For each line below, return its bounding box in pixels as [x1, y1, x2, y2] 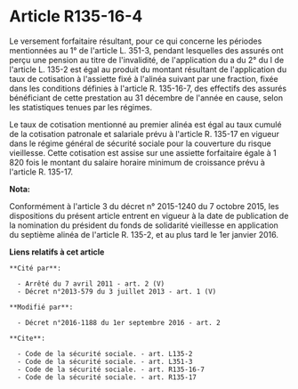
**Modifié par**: [9, 303, 74, 312]
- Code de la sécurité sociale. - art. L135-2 [17, 349, 193, 358]
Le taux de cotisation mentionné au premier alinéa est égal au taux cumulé [9, 118, 282, 130]
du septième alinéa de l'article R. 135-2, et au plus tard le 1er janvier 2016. [9, 229, 278, 239]
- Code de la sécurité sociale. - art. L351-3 [17, 357, 193, 366]
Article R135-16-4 [9, 6, 143, 27]
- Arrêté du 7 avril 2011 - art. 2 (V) [17, 279, 165, 288]
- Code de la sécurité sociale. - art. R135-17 [17, 372, 197, 382]
